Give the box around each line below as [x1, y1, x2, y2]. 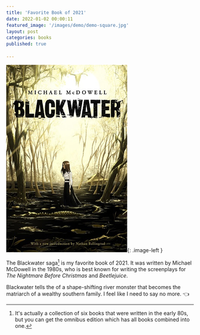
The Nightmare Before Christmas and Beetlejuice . [6, 272, 128, 279]
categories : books [6, 35, 52, 41]
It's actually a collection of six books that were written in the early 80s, [14, 309, 189, 317]
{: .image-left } [127, 246, 163, 253]
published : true [6, 41, 46, 47]
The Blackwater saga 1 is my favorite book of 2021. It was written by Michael [6, 258, 192, 266]
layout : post [6, 29, 39, 35]
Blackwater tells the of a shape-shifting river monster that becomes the [6, 283, 181, 290]
